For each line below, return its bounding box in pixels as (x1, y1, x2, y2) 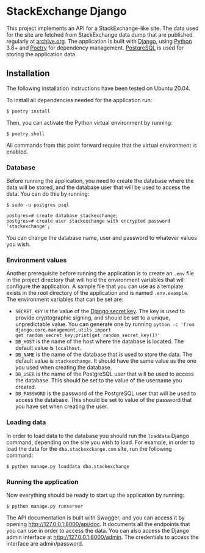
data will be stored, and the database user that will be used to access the (6, 184, 190, 191)
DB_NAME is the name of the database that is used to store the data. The (15, 351, 193, 358)
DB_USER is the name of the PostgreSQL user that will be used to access (15, 370, 194, 377)
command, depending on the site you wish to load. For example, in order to (6, 439, 195, 446)
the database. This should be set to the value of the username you (15, 377, 182, 384)
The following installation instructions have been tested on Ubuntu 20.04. (6, 84, 190, 92)
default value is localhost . (15, 344, 82, 352)
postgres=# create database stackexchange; (6, 213, 119, 219)
